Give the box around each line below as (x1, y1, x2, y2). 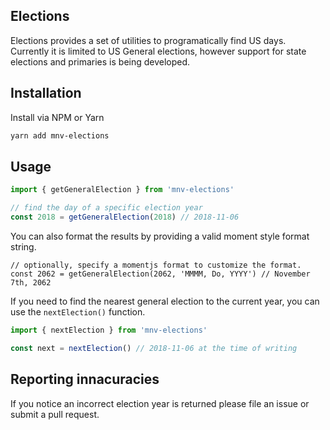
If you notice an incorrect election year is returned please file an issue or (10, 397, 310, 409)
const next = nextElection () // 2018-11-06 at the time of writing (10, 343, 298, 353)
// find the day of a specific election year (10, 203, 203, 213)
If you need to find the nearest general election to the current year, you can (10, 295, 320, 307)
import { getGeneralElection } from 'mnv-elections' (10, 185, 235, 195)
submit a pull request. (10, 408, 100, 420)
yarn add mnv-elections (10, 130, 110, 141)
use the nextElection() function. (10, 305, 146, 318)
